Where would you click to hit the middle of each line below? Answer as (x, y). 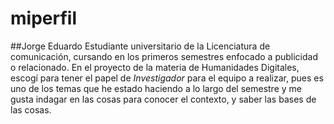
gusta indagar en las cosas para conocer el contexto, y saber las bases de (163, 99)
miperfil (43, 18)
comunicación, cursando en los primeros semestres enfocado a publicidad (164, 56)
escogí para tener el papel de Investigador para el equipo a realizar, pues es (167, 78)
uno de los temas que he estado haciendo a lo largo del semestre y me (156, 88)
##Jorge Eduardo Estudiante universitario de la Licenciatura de (140, 46)
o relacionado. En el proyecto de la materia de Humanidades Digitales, (155, 67)
